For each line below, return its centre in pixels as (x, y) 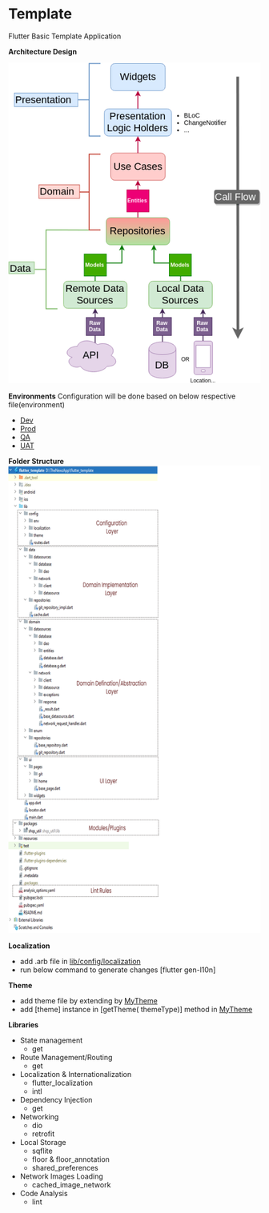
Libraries (23, 1024)
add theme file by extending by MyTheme (88, 1000)
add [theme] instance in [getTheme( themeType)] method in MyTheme (136, 1009)
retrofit (43, 1134)
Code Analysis (44, 1193)
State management (51, 1040)
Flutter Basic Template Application (65, 36)
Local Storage (43, 1142)
